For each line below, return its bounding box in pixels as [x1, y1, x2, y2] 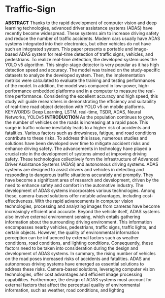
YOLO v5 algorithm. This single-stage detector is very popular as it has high [5, 62, 159, 68]
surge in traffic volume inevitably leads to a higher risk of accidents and [5, 124, 151, 130]
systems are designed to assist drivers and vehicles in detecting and [5, 166, 144, 172]
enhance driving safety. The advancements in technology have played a [5, 146, 151, 151]
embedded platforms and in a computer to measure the [33, 88, 145, 94]
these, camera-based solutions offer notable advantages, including [5, 192, 142, 198]
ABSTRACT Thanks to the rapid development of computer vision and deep [5, 20, 157, 26]
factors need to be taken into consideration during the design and [5, 245, 138, 251]
